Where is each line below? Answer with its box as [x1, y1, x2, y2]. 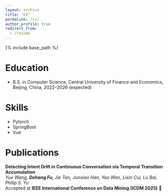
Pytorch [12, 118, 29, 124]
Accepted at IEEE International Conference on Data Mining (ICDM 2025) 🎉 [5, 185, 162, 191]
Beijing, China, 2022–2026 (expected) [12, 84, 92, 90]
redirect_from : [5, 26, 37, 31]
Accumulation [5, 169, 35, 175]
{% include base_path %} [5, 45, 59, 50]
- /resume [10, 31, 30, 36]
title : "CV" [5, 12, 30, 17]
